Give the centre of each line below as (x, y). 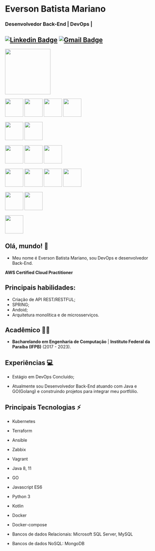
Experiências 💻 (29, 363)
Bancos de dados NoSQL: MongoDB (48, 543)
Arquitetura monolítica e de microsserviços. (55, 315)
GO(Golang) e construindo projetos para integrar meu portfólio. (75, 391)
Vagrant (20, 459)
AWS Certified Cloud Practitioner (39, 272)
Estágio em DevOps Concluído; (43, 377)
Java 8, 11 (22, 468)
